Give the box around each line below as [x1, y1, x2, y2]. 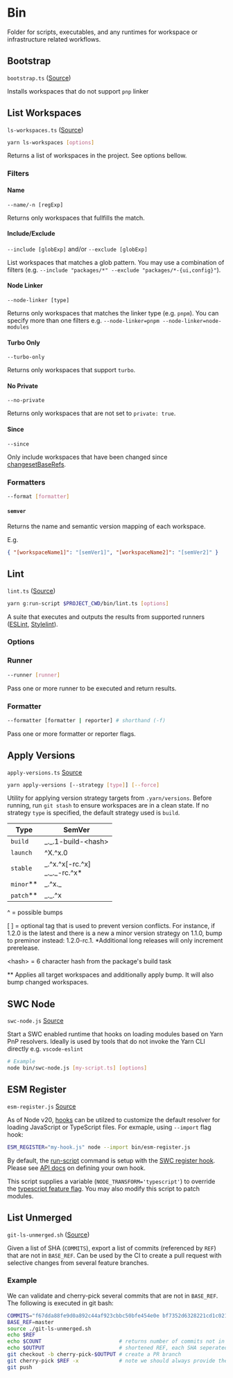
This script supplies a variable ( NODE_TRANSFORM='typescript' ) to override [7, 1177, 216, 1185]
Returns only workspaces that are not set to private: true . [7, 409, 176, 417]
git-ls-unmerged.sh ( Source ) [7, 1230, 90, 1239]
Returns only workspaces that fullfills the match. [7, 213, 146, 222]
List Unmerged [7, 1212, 73, 1224]
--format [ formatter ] [7, 493, 70, 500]
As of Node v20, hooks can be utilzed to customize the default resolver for [7, 1115, 221, 1124]
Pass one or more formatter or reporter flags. [7, 729, 137, 738]
